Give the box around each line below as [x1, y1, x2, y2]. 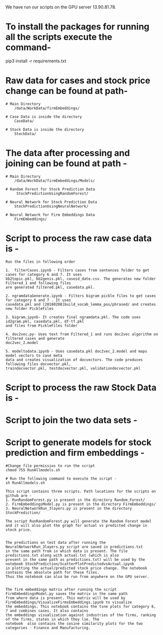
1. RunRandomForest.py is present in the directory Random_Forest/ [5, 498, 145, 502]
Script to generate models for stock [5, 437, 152, 448]
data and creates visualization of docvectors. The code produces [5, 357, 143, 362]
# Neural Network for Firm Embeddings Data [5, 212, 95, 217]
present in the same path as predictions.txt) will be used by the [5, 558, 145, 562]
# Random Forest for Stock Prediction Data [5, 187, 95, 192]
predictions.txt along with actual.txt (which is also [5, 553, 119, 558]
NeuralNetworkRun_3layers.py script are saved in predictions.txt [5, 544, 143, 550]
